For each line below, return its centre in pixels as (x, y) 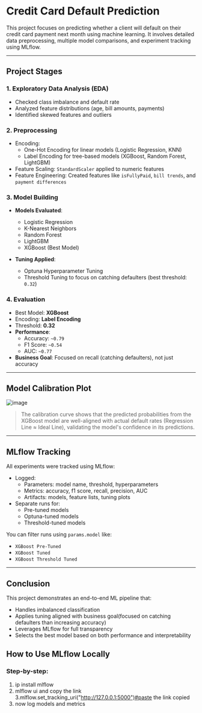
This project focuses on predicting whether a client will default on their (94, 28)
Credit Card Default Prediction (83, 11)
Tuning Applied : (35, 260)
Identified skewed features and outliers (63, 114)
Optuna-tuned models (51, 517)
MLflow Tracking (38, 452)
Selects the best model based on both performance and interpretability (103, 635)
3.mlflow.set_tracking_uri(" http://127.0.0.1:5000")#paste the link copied (103, 697)
